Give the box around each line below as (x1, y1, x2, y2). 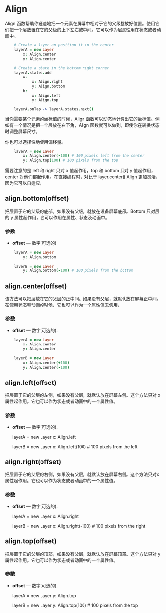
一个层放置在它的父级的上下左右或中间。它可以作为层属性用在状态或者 (13, 26, 157, 33)
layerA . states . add (14, 70, 52, 75)
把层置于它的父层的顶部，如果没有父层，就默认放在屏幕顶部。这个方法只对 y (5, 551, 161, 557)
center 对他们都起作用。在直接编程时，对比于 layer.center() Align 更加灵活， (5, 174, 161, 180)
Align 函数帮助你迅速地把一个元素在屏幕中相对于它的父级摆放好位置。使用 (5, 20, 156, 26)
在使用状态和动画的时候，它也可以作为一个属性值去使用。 (5, 302, 122, 308)
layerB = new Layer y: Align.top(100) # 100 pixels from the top (12, 602, 138, 608)
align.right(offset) (5, 458, 62, 466)
